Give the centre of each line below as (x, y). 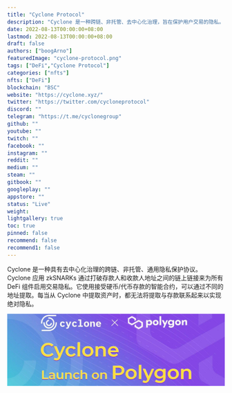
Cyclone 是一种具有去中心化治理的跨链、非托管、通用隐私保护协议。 (104, 269)
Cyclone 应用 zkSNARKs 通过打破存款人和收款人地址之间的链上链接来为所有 (115, 278)
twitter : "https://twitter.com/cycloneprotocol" (78, 102)
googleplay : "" (29, 189)
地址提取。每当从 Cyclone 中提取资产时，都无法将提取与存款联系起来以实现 (114, 295)
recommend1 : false (33, 248)
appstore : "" (26, 197)
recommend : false (32, 240)
